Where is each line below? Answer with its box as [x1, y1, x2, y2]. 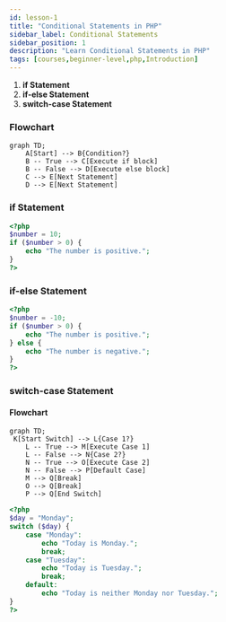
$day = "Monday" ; [9, 513, 74, 523]
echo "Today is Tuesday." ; [41, 564, 143, 573]
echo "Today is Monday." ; [41, 539, 139, 548]
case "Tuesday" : [25, 556, 87, 565]
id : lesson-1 [9, 13, 58, 22]
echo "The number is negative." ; [25, 346, 151, 355]
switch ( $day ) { [9, 522, 70, 531]
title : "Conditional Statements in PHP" [9, 22, 163, 31]
